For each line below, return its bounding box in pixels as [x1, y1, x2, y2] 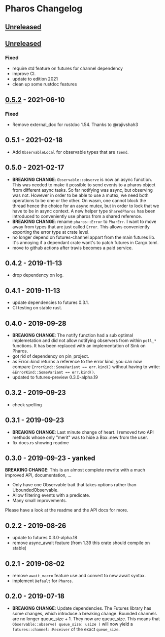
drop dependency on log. [12, 272, 64, 278]
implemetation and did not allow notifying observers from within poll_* [12, 338, 157, 343]
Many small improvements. [12, 498, 67, 504]
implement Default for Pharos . [12, 578, 73, 584]
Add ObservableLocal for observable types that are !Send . [12, 149, 129, 155]
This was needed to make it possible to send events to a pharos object [12, 181, 156, 188]
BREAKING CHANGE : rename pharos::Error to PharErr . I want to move [12, 218, 157, 224]
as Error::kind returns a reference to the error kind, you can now [12, 359, 142, 365]
